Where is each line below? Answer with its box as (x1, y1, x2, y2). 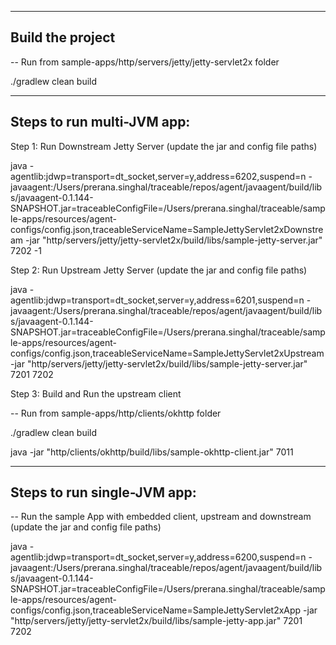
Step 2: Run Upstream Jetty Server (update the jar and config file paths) (10, 264, 308, 276)
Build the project (10, 29, 116, 46)
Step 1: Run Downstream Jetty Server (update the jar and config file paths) (10, 140, 318, 152)
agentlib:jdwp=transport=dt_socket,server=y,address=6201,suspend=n (10, 294, 305, 306)
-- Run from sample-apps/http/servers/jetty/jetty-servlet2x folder (10, 56, 280, 68)
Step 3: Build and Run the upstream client (10, 387, 182, 400)
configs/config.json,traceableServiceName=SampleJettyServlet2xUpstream (10, 347, 325, 359)
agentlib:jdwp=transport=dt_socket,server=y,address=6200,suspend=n (10, 551, 307, 563)
